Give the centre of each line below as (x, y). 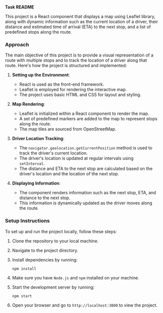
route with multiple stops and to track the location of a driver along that (76, 60)
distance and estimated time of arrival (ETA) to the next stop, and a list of (78, 27)
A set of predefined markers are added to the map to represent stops (88, 119)
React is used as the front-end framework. (62, 84)
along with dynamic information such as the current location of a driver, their (81, 22)
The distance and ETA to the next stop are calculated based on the (86, 169)
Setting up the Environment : (41, 75)
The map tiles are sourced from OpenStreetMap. (68, 129)
